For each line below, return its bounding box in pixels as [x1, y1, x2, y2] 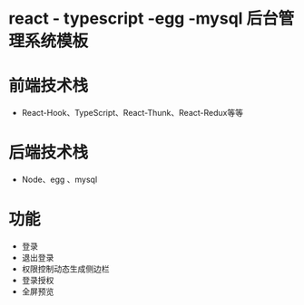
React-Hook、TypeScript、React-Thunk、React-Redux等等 [21, 108, 244, 119]
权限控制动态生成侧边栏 [21, 263, 110, 274]
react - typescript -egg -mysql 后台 [8, 8, 279, 29]
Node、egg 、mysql [21, 174, 98, 186]
